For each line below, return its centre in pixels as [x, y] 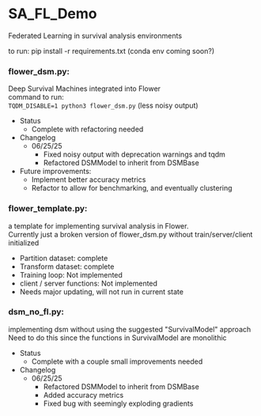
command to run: [36, 97]
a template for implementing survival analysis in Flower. [98, 225]
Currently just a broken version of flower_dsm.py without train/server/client [130, 234]
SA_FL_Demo [53, 14]
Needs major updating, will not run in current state [102, 291]
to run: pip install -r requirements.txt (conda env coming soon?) [112, 51]
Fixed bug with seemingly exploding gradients [118, 403]
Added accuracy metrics [83, 395]
